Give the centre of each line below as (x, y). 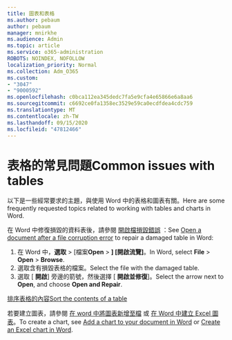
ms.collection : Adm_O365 (43, 71)
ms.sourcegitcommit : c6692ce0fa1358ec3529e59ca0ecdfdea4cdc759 (100, 104)
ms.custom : (23, 78)
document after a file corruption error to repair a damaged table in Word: (110, 238)
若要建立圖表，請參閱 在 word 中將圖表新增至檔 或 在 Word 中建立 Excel (109, 313)
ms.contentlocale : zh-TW (43, 116)
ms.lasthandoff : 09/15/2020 (48, 123)
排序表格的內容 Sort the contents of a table (67, 299)
